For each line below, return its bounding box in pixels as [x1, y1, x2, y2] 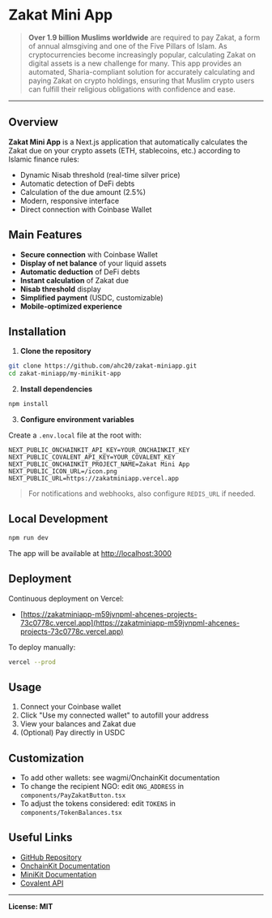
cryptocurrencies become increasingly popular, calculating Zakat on [28, 50, 257, 59]
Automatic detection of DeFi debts [19, 179, 135, 188]
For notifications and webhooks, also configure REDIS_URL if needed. [28, 489, 257, 498]
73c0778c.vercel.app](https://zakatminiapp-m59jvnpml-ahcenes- [19, 618, 240, 627]
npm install [8, 400, 49, 408]
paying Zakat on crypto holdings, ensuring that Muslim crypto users [28, 75, 255, 85]
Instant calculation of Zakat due [19, 275, 130, 285]
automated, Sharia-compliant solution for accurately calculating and [28, 67, 255, 76]
